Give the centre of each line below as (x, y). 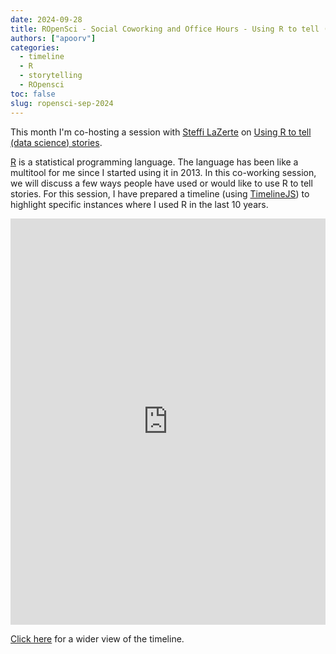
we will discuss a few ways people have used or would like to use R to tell (161, 183)
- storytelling (51, 76)
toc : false (33, 94)
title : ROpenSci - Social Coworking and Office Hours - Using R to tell (165, 29)
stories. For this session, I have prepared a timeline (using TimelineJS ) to (160, 193)
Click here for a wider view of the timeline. (97, 638)
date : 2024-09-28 (46, 19)
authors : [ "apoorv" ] (53, 38)
